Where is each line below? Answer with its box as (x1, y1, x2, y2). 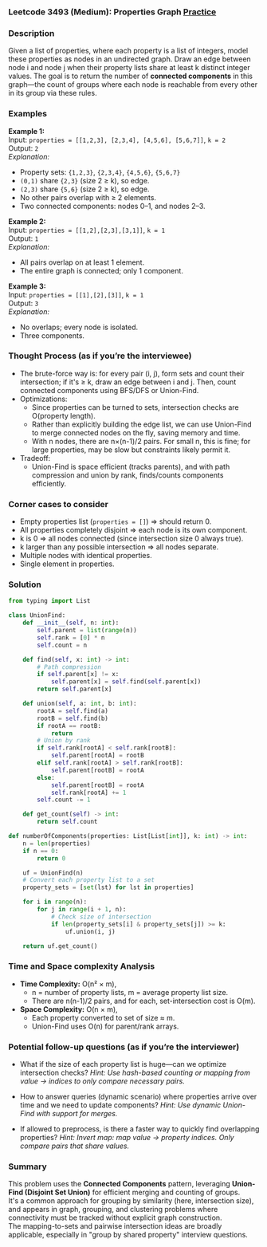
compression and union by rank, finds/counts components (31, 470, 224, 480)
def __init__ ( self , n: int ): (22, 619, 120, 627)
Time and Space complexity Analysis (8, 961, 155, 972)
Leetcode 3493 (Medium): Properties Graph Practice (8, 6, 217, 18)
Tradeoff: (19, 453, 51, 462)
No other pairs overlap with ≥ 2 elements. (19, 192, 157, 202)
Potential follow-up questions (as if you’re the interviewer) (8, 1041, 240, 1052)
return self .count (37, 818, 98, 826)
